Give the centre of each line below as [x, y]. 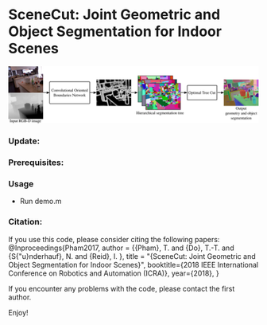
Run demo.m [41, 202]
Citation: [25, 222]
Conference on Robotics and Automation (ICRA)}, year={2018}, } [114, 273]
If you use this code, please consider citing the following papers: [114, 239]
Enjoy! [19, 312]
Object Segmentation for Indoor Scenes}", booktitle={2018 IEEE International [133, 264]
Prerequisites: [36, 162]
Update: [24, 141]
